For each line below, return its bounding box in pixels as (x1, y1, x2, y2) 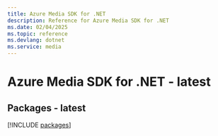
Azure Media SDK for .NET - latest (7, 74, 211, 90)
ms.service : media (7, 43, 62, 50)
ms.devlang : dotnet (7, 37, 65, 44)
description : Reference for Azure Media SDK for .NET (7, 17, 170, 24)
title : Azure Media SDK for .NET (7, 10, 106, 18)
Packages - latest (7, 102, 86, 114)
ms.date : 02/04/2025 (7, 23, 69, 30)
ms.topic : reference (7, 30, 69, 38)
